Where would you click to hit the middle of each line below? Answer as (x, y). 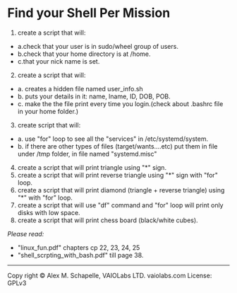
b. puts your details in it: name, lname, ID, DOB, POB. (94, 96)
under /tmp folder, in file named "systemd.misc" (87, 154)
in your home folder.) (48, 111)
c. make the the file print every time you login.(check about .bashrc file (120, 103)
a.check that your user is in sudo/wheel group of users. (98, 46)
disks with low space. (49, 212)
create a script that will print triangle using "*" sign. (92, 167)
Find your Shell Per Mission (89, 13)
